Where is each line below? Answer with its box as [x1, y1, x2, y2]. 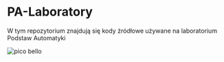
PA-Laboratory [7, 4, 93, 20]
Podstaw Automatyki [7, 33, 66, 42]
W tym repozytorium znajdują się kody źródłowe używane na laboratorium [7, 27, 218, 35]
